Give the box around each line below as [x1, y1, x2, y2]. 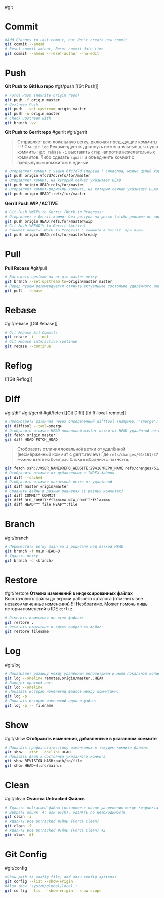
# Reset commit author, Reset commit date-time [5, 46, 104, 51]
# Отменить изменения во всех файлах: [5, 615, 84, 621]
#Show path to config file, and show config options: [5, 875, 117, 879]
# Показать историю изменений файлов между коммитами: [5, 689, 119, 694]
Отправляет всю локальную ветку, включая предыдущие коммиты [17, 139, 158, 145]
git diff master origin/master [5, 484, 69, 489]
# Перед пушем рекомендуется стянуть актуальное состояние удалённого [5, 283, 152, 289]
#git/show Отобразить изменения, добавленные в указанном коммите [5, 735, 157, 741]
